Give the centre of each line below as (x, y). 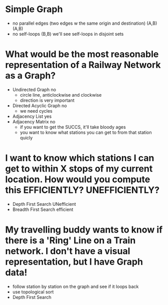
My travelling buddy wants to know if (84, 230)
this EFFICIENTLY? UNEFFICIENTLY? (82, 190)
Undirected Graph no (34, 90)
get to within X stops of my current (79, 169)
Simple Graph (34, 9)
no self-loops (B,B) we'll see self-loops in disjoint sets (68, 34)
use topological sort (33, 292)
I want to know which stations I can (80, 158)
